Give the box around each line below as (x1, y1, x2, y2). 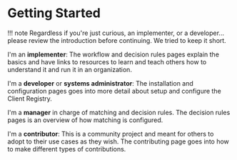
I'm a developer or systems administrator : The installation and (7, 79, 194, 87)
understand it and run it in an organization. (7, 65, 132, 74)
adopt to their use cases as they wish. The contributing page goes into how (7, 137, 230, 146)
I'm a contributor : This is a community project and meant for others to (7, 129, 214, 138)
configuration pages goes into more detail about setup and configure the (7, 86, 221, 95)
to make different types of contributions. (7, 144, 126, 153)
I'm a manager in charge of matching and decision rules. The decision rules (7, 108, 231, 116)
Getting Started (7, 5, 101, 21)
